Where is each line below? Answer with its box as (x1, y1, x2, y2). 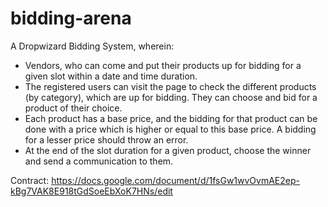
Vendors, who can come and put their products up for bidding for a (24, 59, 302, 71)
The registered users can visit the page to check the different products (24, 80, 317, 92)
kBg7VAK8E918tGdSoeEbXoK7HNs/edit (10, 185, 173, 197)
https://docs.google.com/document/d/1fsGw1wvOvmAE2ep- (51, 174, 300, 186)
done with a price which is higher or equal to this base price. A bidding (24, 123, 317, 135)
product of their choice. (24, 102, 123, 114)
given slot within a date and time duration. (24, 70, 198, 82)
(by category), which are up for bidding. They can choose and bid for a (24, 91, 318, 103)
